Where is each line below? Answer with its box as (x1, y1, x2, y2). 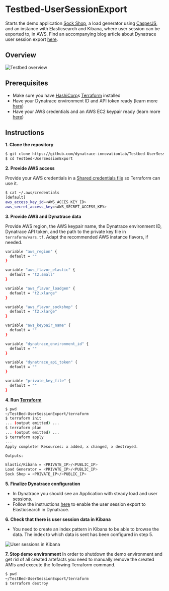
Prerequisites (5, 79, 48, 88)
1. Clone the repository (5, 142, 54, 148)
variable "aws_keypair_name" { (5, 323, 71, 328)
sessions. (12, 496, 33, 502)
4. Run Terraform (5, 397, 42, 403)
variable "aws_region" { (5, 249, 57, 254)
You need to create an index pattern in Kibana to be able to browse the (12, 526, 159, 532)
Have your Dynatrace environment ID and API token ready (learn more (12, 97, 158, 104)
